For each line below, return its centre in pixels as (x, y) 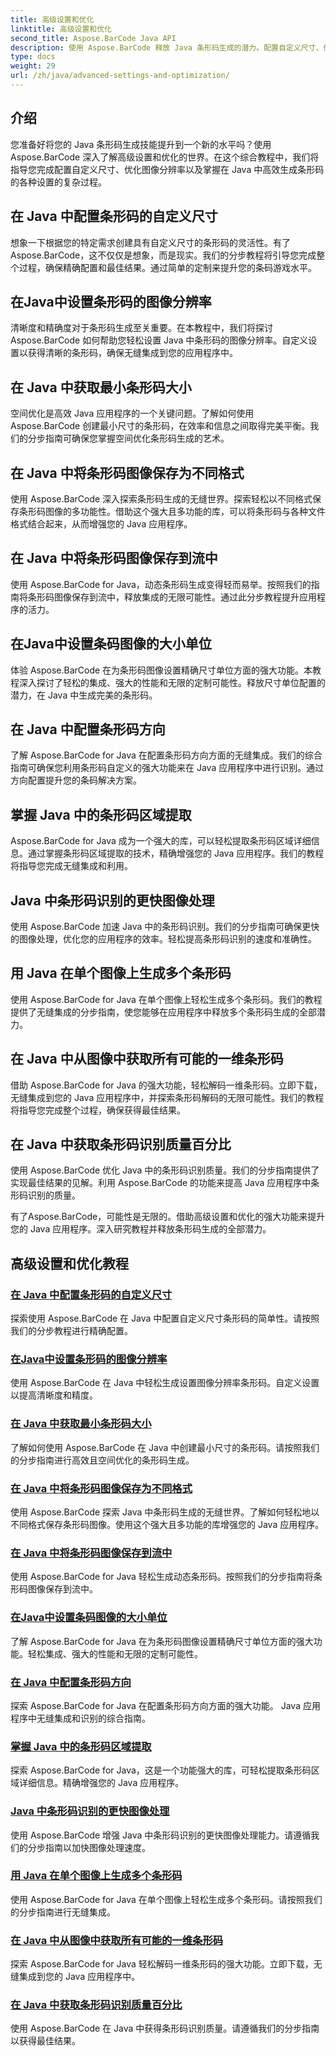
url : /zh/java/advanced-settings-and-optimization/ (120, 76)
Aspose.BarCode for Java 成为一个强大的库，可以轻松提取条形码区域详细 (161, 841)
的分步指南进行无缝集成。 (63, 1912)
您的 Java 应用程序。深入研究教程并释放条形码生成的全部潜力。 (141, 1229)
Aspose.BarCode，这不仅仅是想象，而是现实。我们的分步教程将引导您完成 (163, 255)
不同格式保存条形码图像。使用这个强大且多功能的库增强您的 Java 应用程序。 (167, 1525)
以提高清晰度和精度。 (54, 1395)
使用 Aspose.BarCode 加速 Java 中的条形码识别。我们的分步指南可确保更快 (165, 926)
